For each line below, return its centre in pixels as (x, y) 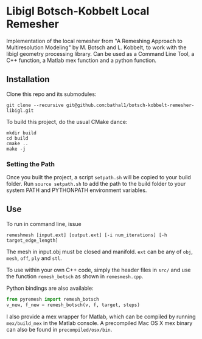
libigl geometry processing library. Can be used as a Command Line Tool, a (100, 53)
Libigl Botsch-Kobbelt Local (78, 11)
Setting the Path (31, 164)
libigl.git (20, 111)
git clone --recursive (35, 105)
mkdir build (21, 133)
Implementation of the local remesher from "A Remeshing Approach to (94, 41)
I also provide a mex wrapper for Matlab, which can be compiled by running (101, 317)
